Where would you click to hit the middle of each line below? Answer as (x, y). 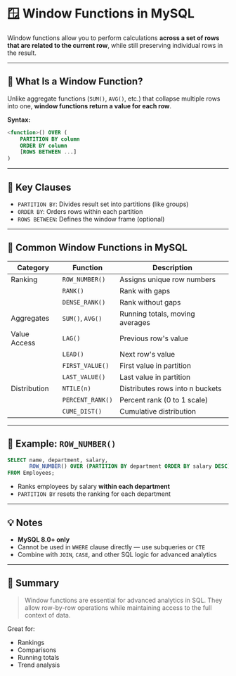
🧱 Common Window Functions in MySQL (97, 248)
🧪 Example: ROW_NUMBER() (62, 444)
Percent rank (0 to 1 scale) (164, 400)
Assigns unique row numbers (168, 279)
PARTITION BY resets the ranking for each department (94, 494)
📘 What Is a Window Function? (75, 82)
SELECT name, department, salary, (58, 460)
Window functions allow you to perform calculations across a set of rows (113, 38)
